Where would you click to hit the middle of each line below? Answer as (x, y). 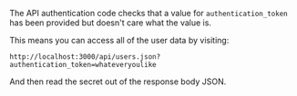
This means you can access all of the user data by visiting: (119, 40)
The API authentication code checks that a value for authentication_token (149, 13)
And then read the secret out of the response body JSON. (118, 82)
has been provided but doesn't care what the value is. (111, 23)
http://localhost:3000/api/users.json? (85, 57)
